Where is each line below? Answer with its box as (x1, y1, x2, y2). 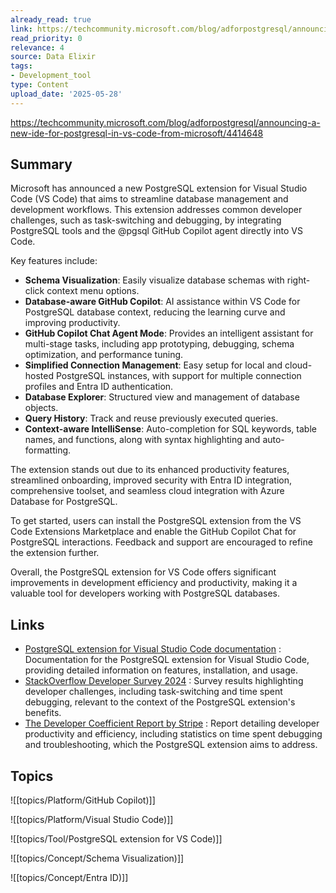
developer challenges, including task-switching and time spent (24, 686, 283, 698)
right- (286, 274, 311, 286)
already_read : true (10, 14, 92, 25)
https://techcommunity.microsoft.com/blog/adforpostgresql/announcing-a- (10, 116, 321, 128)
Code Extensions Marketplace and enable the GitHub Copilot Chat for (10, 526, 297, 538)
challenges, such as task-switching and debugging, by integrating (10, 214, 282, 226)
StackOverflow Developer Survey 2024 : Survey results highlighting (24, 675, 304, 687)
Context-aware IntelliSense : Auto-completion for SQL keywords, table (24, 423, 317, 435)
